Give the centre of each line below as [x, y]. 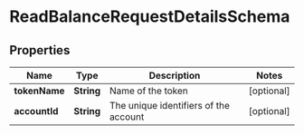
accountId [36, 111]
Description [175, 76]
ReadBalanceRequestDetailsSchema [150, 17]
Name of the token [148, 91]
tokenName [39, 91]
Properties [40, 50]
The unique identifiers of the [170, 106]
